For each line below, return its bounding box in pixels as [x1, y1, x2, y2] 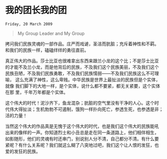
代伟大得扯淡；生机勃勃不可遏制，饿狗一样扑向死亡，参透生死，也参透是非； [5, 106, 163, 112]
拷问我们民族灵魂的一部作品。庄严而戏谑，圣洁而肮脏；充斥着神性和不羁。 [5, 41, 159, 47]
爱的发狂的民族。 [5, 148, 41, 154]
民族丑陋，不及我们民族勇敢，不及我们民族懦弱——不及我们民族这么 [5, 70, 146, 76]
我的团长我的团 [5, 5, 67, 16]
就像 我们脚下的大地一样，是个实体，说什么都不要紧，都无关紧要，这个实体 [5, 83, 160, 89]
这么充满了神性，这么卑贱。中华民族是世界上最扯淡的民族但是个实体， [15, 76, 160, 83]
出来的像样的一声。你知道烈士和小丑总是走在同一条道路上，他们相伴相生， [5, 129, 159, 135]
